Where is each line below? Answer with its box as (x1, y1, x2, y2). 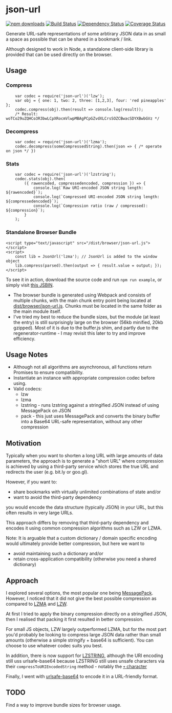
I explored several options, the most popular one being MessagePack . (6, 590, 153, 596)
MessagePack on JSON (20, 407, 71, 414)
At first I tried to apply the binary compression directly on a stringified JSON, (6, 610, 167, 617)
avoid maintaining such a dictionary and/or (13, 551, 104, 557)
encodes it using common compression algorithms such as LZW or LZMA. (6, 525, 162, 531)
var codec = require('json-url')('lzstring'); (15, 172, 116, 177)
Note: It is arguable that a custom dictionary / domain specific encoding (6, 535, 157, 541)
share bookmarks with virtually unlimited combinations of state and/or (13, 489, 161, 495)
